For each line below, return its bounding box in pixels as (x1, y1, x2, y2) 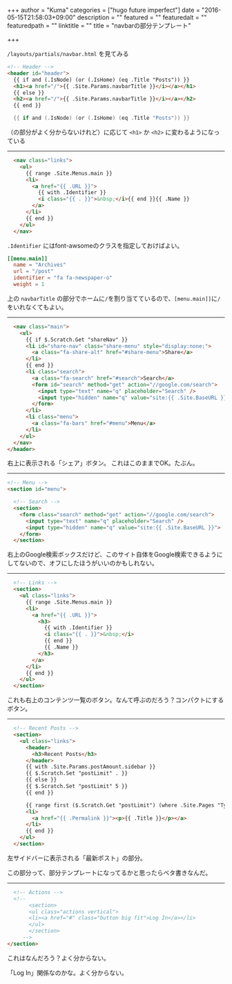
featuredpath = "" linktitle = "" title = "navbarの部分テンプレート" (7, 21, 191, 30)
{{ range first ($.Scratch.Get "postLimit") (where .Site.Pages (25, 802, 215, 809)
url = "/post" (13, 268, 54, 275)
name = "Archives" (13, 261, 67, 269)
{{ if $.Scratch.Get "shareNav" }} (25, 336, 128, 343)
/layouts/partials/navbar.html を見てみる (7, 50, 129, 58)
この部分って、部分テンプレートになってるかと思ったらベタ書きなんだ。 (7, 868, 212, 877)
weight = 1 (13, 281, 45, 288)
